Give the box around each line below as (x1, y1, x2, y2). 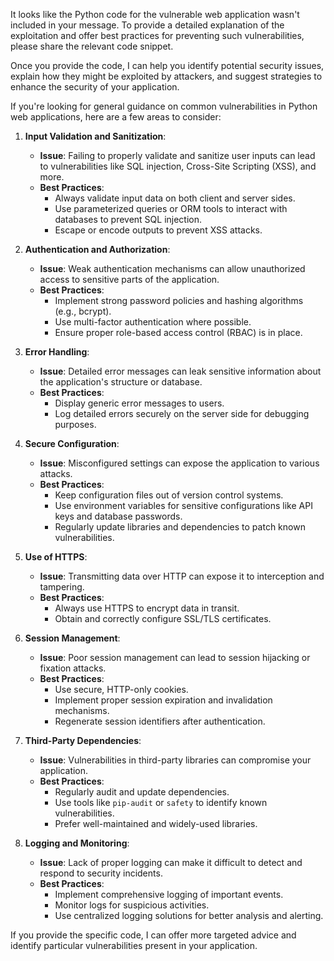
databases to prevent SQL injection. (54, 214, 203, 225)
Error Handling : (24, 346, 90, 358)
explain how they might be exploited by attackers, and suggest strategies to (10, 70, 323, 82)
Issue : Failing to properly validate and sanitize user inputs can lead (39, 150, 316, 161)
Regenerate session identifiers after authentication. (54, 715, 266, 727)
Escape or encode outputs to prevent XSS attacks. (54, 224, 263, 236)
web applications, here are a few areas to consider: (10, 111, 222, 123)
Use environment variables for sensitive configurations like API (54, 500, 313, 511)
